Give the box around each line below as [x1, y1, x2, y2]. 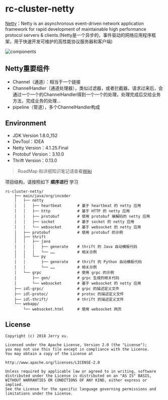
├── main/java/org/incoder [14, 193, 71, 198]
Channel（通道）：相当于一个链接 [12, 79, 81, 85]
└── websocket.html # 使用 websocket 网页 [23, 307, 122, 312]
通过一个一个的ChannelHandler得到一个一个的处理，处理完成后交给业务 [12, 91, 161, 97]
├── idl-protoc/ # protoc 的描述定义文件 [14, 291, 124, 296]
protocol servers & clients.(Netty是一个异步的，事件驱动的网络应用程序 [5, 32, 152, 38]
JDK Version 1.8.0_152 [12, 132, 58, 138]
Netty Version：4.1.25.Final [12, 144, 69, 151]
